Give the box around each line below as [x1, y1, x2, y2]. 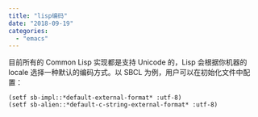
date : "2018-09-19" [8, 19, 74, 27]
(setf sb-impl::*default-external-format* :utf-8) [8, 94, 182, 102]
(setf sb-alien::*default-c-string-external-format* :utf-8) [8, 101, 218, 109]
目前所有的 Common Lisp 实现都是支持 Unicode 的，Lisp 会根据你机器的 [8, 57, 248, 67]
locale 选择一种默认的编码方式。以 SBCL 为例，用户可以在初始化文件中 [8, 68, 243, 77]
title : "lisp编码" [8, 11, 68, 20]
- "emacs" [15, 34, 48, 43]
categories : [8, 27, 48, 35]
